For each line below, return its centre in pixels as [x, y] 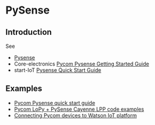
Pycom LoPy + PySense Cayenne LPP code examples [79, 109]
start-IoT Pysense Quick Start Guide [58, 70]
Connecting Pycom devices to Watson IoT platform [75, 115]
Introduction [29, 32]
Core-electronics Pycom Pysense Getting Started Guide [81, 64]
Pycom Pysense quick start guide [54, 103]
